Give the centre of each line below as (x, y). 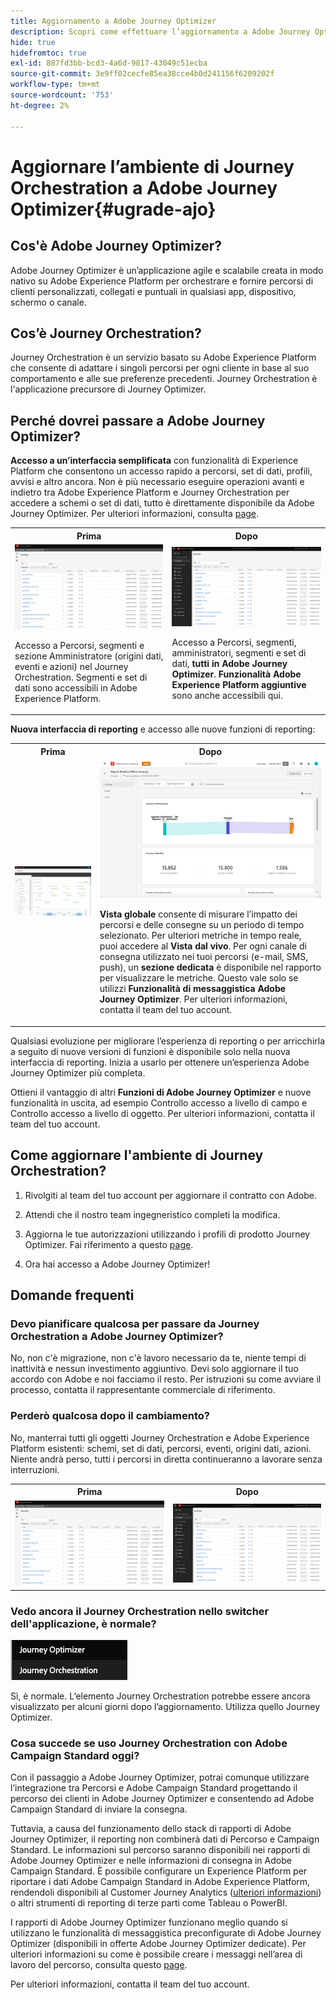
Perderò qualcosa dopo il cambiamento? (110, 1416)
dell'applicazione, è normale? (83, 1623)
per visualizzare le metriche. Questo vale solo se (199, 978)
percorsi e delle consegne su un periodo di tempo (202, 925)
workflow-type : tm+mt (55, 85)
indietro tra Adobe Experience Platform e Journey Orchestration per (150, 492)
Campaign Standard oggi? (75, 1755)
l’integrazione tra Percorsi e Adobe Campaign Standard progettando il (154, 1788)
